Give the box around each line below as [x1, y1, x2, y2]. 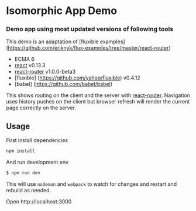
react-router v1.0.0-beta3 [14, 68, 76, 75]
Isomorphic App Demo [6, 4, 118, 18]
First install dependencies [6, 137, 68, 144]
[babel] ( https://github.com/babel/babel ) [14, 81, 113, 88]
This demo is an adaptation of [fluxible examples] [6, 38, 125, 45]
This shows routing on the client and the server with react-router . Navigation [6, 92, 190, 99]
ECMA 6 [14, 56, 35, 63]
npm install [6, 148, 35, 154]
